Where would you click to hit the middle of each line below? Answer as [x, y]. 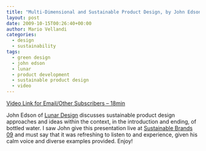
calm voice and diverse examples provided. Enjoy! [70, 141]
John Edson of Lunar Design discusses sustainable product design [91, 115]
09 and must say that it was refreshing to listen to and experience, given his [102, 134]
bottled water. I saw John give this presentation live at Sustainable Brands [100, 128]
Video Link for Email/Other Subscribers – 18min [66, 103]
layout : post [23, 18]
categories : [21, 35]
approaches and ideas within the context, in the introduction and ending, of [101, 122]
